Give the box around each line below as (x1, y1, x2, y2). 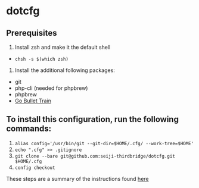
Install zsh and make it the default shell (14, 43, 111, 51)
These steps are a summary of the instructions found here (6, 175, 149, 182)
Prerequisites (6, 28, 57, 38)
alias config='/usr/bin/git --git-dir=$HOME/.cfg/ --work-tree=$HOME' (14, 140, 194, 146)
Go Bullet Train (14, 97, 52, 104)
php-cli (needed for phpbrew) (14, 84, 88, 92)
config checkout (14, 165, 55, 171)
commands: (6, 124, 52, 134)
